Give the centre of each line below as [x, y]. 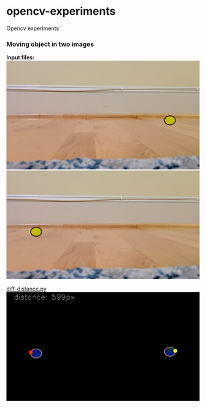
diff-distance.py [27, 289]
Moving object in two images [50, 44]
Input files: [21, 58]
